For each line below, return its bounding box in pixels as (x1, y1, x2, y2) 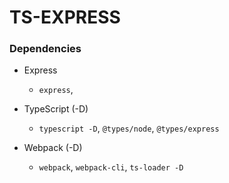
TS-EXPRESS (9, 6, 121, 29)
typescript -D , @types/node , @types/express (38, 122, 220, 135)
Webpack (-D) (23, 142, 83, 154)
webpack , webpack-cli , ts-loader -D (38, 161, 184, 173)
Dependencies (9, 42, 82, 56)
